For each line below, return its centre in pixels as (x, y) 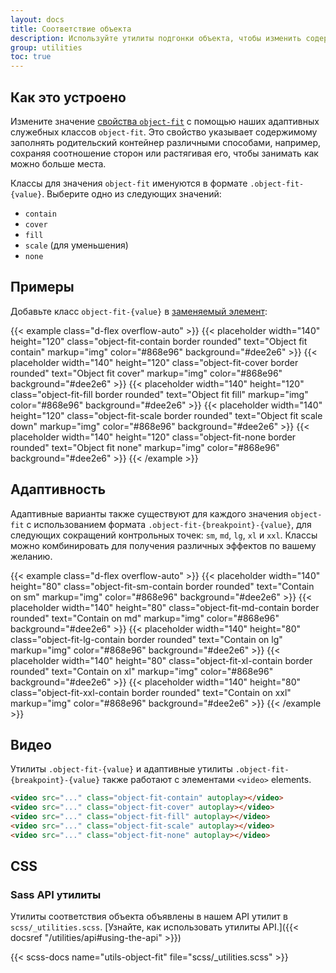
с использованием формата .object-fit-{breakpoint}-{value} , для (169, 524)
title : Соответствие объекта (71, 29)
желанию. (31, 556)
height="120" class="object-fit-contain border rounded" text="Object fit (159, 341)
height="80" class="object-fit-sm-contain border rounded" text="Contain (162, 586)
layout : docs (37, 19)
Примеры (42, 287)
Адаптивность (58, 489)
